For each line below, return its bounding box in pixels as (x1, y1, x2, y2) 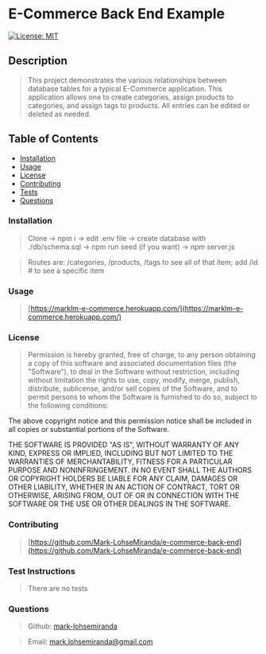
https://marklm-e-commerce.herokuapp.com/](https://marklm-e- (30, 304, 244, 313)
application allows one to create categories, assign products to (27, 92, 234, 102)
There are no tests (27, 584, 88, 594)
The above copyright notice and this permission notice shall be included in (8, 416, 252, 426)
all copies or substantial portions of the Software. (8, 425, 169, 434)
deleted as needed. (27, 109, 91, 119)
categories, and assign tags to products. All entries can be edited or (27, 100, 250, 110)
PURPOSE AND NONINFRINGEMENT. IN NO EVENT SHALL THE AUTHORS (8, 465, 253, 475)
